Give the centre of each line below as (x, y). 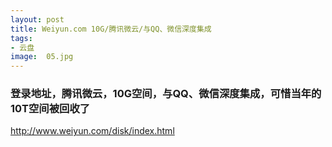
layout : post (37, 19)
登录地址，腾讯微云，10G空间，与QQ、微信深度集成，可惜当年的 (166, 94)
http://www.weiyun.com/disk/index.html (92, 131)
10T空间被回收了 (50, 109)
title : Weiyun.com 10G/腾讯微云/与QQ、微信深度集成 (111, 29)
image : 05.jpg (42, 57)
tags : (21, 38)
